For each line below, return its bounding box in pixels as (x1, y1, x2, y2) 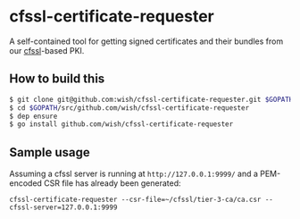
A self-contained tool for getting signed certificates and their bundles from (9, 36, 284, 46)
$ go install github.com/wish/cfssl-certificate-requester (9, 120, 234, 129)
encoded (9, 178, 43, 189)
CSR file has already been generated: (44, 178, 181, 189)
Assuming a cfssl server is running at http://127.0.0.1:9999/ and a (9, 168, 259, 180)
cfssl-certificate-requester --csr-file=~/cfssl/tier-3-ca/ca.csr (9, 195, 262, 205)
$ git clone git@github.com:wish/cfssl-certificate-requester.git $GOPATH (9, 95, 294, 104)
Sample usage (9, 145, 91, 160)
